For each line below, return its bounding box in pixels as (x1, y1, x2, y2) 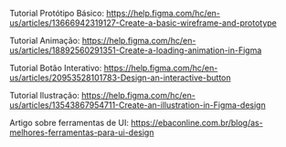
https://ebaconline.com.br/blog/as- (131, 118, 263, 128)
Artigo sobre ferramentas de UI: (9, 118, 130, 128)
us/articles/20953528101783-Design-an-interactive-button (9, 72, 231, 83)
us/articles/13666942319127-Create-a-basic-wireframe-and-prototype (9, 17, 277, 28)
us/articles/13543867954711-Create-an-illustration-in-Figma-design (9, 100, 267, 110)
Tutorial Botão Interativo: (9, 63, 102, 73)
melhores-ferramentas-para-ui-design (9, 127, 154, 138)
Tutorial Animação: (9, 36, 80, 46)
